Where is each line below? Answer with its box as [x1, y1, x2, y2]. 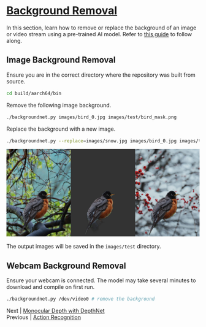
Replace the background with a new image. [6, 125, 116, 133]
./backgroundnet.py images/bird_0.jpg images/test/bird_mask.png [6, 114, 177, 120]
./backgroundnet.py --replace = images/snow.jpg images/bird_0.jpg [6, 137, 177, 144]
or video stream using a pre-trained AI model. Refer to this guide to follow [6, 30, 193, 37]
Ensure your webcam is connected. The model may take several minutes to [6, 277, 196, 284]
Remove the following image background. [6, 101, 112, 109]
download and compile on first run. [6, 283, 95, 291]
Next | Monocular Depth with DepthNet [6, 307, 105, 314]
